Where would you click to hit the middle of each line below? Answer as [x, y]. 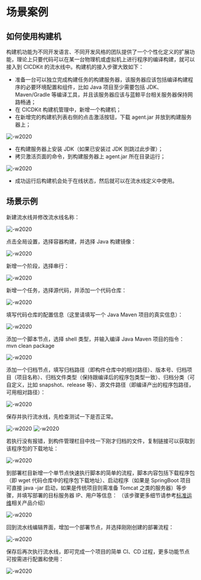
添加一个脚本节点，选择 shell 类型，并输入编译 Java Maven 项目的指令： [95, 339]
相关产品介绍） [30, 503]
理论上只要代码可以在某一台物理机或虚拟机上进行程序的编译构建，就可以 [106, 59]
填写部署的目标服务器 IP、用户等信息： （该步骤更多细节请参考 [99, 495]
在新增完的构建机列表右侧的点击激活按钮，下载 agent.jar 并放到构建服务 [103, 117]
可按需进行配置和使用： [35, 559]
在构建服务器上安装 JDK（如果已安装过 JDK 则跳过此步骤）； [89, 149]
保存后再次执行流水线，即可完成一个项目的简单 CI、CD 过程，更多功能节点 [98, 551]
